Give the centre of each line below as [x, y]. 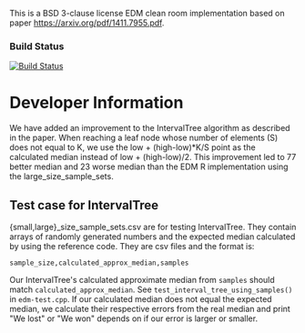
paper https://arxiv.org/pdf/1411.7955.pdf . [87, 23]
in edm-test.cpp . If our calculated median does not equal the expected [141, 299]
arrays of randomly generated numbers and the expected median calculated [152, 237]
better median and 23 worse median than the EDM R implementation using [149, 166]
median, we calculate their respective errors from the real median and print [150, 309]
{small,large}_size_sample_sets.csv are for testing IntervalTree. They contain [153, 227]
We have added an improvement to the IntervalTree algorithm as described [150, 128]
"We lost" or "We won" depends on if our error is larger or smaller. [133, 318]
